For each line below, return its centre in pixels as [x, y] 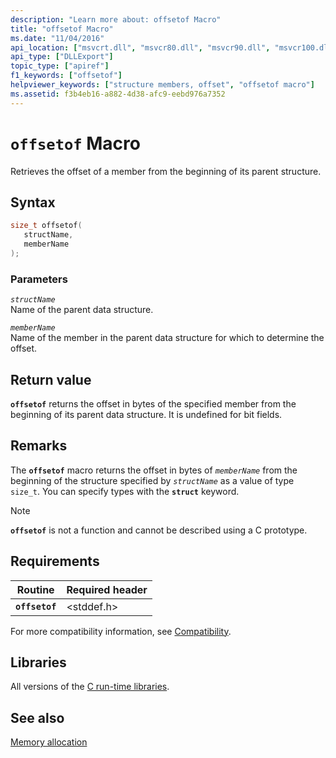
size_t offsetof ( [46, 226]
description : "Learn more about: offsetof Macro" [116, 19]
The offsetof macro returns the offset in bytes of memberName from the [154, 470]
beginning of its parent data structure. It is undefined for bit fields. [146, 414]
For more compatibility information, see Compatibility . [121, 631]
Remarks [39, 446]
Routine [35, 589]
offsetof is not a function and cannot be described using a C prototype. [159, 530]
